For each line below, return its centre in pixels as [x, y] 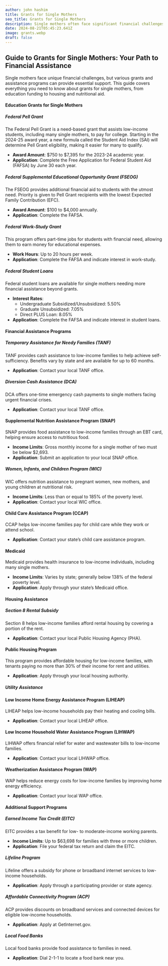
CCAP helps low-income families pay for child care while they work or [77, 524]
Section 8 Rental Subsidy [32, 610]
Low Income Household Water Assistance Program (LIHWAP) [70, 732]
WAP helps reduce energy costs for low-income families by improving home [83, 781]
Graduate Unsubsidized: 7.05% [52, 309]
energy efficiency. [24, 786]
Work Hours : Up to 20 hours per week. [53, 254]
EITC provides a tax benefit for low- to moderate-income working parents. [81, 831]
